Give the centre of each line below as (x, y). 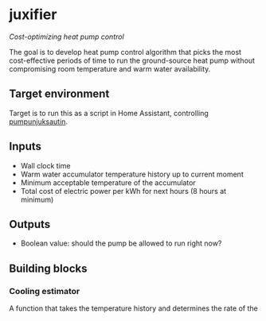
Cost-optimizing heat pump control (66, 37)
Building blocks (48, 268)
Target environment (59, 94)
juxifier (33, 15)
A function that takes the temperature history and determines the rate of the (133, 308)
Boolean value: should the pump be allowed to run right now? (121, 243)
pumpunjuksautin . (39, 122)
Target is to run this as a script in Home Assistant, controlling (109, 113)
